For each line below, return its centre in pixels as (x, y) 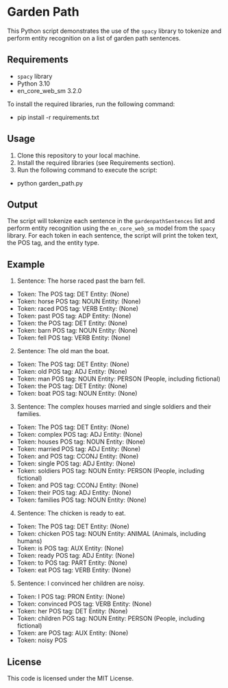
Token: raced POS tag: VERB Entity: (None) (78, 309)
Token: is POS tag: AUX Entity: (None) (71, 548)
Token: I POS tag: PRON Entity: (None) (71, 597)
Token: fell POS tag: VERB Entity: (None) (74, 338)
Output (22, 204)
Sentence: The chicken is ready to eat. (71, 513)
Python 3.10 (33, 84)
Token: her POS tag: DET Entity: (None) (72, 611)
